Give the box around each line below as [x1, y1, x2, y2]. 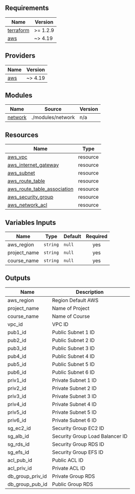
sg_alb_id [7, 432, 29, 439]
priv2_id [7, 385, 26, 392]
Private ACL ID [52, 464, 86, 471]
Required [86, 233, 108, 240]
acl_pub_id [7, 457, 33, 463]
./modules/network [31, 114, 75, 121]
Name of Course [52, 312, 90, 319]
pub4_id [7, 353, 26, 360]
